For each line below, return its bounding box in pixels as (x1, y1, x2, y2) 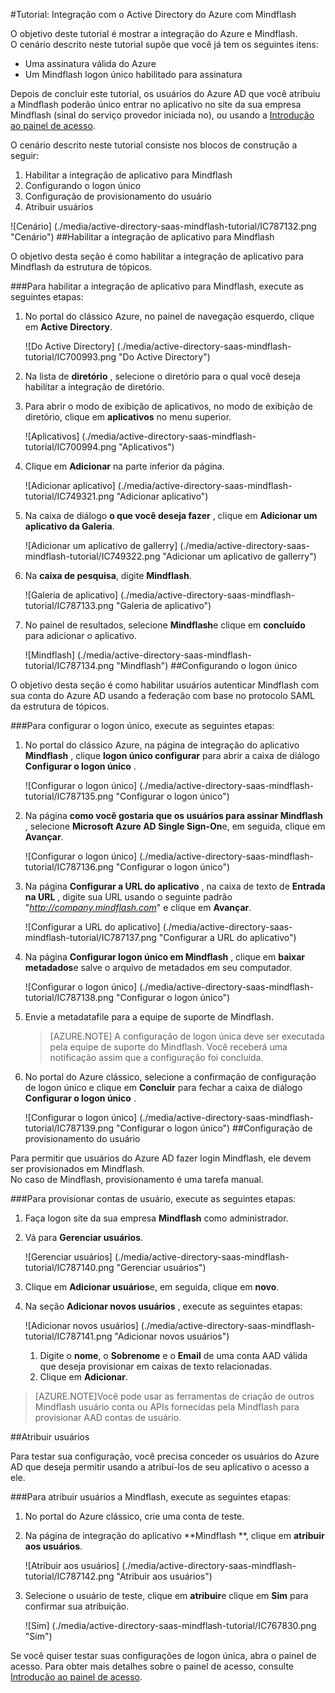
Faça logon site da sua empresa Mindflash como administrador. (24, 1212, 289, 1224)
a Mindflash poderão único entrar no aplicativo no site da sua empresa (10, 99, 302, 110)
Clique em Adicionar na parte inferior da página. (24, 460, 225, 472)
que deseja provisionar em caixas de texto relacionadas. (39, 1360, 272, 1372)
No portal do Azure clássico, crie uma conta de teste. (24, 1510, 245, 1522)
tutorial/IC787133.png (24, 600, 115, 611)
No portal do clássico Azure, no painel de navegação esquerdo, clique (24, 310, 315, 322)
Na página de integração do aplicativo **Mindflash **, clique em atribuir (24, 1530, 325, 1541)
